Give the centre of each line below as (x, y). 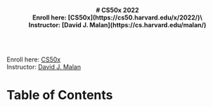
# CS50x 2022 (117, 10)
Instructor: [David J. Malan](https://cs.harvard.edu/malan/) (117, 25)
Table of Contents (60, 95)
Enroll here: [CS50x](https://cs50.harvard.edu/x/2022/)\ (117, 17)
